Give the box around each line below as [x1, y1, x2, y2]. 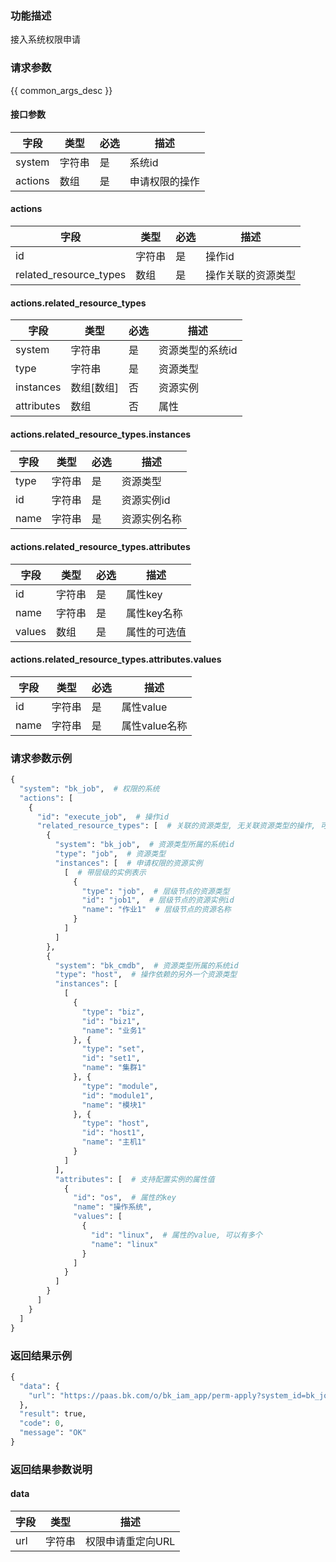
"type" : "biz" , [81, 1007, 145, 1017]
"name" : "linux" [90, 1239, 159, 1249]
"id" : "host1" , [81, 1128, 145, 1138]
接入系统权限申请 [10, 33, 81, 46]
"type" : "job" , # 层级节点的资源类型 [81, 886, 230, 896]
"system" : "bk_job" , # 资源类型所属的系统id [54, 840, 235, 850]
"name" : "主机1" [81, 1137, 147, 1147]
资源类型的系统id [158, 343, 238, 357]
